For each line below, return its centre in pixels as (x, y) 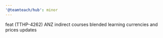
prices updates (21, 30)
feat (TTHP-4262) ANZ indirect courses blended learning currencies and (81, 24)
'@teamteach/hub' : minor (32, 10)
